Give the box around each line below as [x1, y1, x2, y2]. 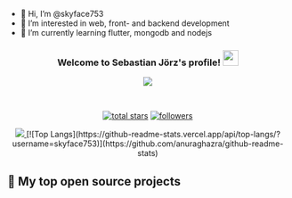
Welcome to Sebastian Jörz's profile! [57, 56, 221, 69]
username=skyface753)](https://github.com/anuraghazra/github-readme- [12, 138, 284, 149]
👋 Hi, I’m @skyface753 [20, 9, 104, 19]
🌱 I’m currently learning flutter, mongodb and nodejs [20, 28, 213, 37]
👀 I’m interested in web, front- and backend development [20, 18, 230, 29]
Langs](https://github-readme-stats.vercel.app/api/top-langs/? [50, 129, 281, 140]
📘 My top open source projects [7, 174, 182, 189]
